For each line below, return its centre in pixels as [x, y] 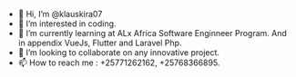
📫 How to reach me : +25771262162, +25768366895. [119, 63]
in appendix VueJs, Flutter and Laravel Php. [100, 43]
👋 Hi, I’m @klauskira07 [60, 14]
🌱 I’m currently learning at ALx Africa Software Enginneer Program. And [152, 33]
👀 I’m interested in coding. [67, 24]
